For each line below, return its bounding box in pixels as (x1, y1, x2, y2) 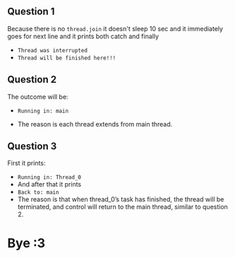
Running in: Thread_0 (17, 174, 81, 181)
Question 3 (7, 141, 57, 153)
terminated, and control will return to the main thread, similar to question (17, 203, 228, 211)
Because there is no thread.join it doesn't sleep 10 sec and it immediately (7, 24, 224, 33)
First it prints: (7, 159, 46, 168)
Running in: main (17, 107, 69, 115)
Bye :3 (7, 235, 46, 251)
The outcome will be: (7, 92, 68, 101)
